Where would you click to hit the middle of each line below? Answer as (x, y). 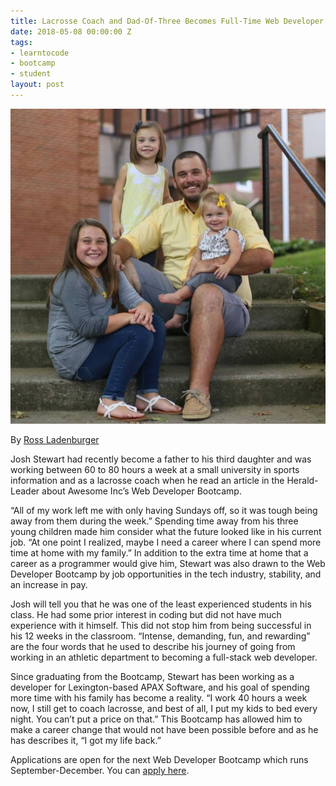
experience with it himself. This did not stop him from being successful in (161, 625)
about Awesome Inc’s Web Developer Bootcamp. (141, 491)
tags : (21, 42)
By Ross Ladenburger (55, 439)
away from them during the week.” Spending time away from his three (154, 521)
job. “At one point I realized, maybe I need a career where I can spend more (166, 542)
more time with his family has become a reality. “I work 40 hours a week (159, 697)
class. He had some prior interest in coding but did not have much (146, 614)
